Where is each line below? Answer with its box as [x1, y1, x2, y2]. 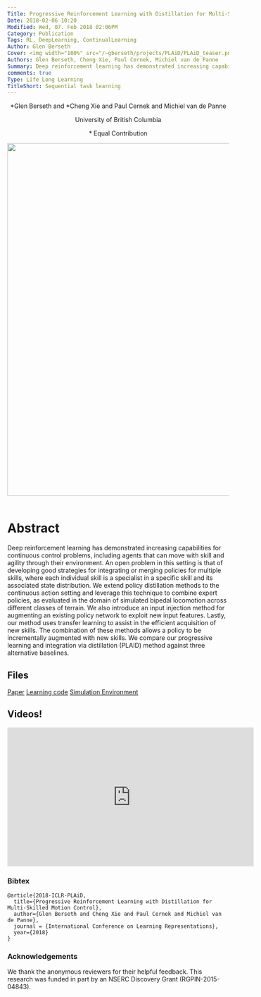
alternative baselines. [7, 648, 70, 657]
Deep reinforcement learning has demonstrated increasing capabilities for [7, 544, 222, 552]
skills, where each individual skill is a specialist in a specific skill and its [7, 574, 213, 582]
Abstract [7, 520, 60, 536]
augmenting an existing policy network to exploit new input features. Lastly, [7, 611, 227, 620]
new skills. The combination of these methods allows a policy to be [7, 626, 202, 635]
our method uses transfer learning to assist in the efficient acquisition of [7, 619, 217, 627]
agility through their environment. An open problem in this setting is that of [7, 559, 223, 567]
